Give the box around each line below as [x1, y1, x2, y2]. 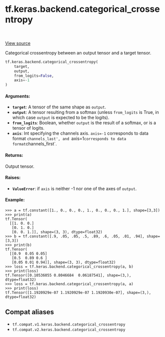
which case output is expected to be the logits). [12, 115, 110, 121]
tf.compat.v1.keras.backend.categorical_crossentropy [12, 322, 125, 327]
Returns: [5, 152, 24, 158]
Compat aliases [5, 308, 54, 316]
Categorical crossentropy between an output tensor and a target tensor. [5, 49, 152, 55]
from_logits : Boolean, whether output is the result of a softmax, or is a [12, 120, 157, 126]
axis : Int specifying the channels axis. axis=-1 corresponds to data [12, 130, 149, 137]
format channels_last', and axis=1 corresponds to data [12, 136, 126, 142]
